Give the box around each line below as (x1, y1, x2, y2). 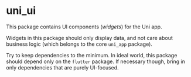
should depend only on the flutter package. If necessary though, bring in (6, 58, 186, 65)
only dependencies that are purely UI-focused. (6, 64, 119, 71)
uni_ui (6, 4, 36, 17)
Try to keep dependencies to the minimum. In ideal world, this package (6, 52, 178, 58)
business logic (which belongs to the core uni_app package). (6, 41, 152, 47)
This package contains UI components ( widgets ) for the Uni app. (6, 23, 162, 30)
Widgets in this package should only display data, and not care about (6, 34, 173, 41)
